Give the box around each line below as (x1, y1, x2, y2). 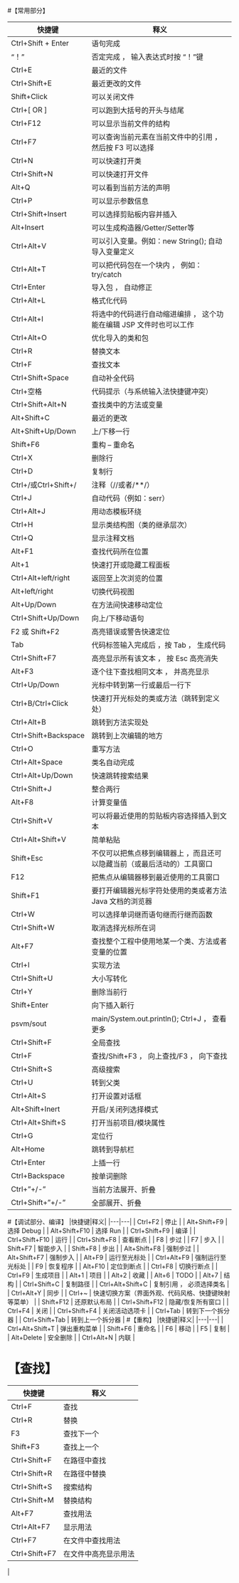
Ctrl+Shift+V (11, 816, 53, 826)
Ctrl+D (11, 466, 33, 475)
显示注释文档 (91, 533, 135, 543)
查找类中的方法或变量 (91, 400, 164, 409)
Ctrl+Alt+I (11, 314, 44, 324)
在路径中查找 (63, 1455, 107, 1465)
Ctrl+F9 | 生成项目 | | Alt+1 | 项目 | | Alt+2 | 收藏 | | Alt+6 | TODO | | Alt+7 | (7, 1271, 223, 1279)
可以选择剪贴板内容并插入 (91, 209, 178, 219)
